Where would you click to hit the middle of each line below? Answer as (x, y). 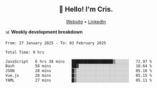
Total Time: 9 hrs (25, 52)
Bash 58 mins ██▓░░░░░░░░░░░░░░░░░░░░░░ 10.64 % (79, 66)
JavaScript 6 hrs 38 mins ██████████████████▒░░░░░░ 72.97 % (79, 62)
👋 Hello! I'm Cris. (86, 9)
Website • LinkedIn (86, 21)
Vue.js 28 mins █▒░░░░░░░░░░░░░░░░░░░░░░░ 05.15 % (79, 76)
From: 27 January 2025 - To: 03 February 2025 (56, 43)
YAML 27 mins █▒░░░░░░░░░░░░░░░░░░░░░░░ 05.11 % (79, 80)
